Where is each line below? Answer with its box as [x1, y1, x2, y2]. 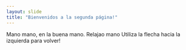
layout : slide [6, 8, 42, 15]
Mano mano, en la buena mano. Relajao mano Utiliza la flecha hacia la [6, 30, 181, 37]
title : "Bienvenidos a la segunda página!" [6, 14, 118, 20]
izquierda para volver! [6, 37, 61, 44]
